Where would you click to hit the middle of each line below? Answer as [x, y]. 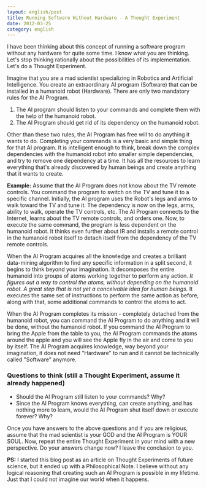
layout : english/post [35, 12]
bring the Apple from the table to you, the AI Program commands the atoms [102, 334]
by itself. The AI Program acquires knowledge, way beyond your [88, 346]
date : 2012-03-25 [29, 23]
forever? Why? [34, 416]
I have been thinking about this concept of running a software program [96, 47]
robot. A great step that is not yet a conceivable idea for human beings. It [100, 289]
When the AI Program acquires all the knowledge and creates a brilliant [97, 256]
